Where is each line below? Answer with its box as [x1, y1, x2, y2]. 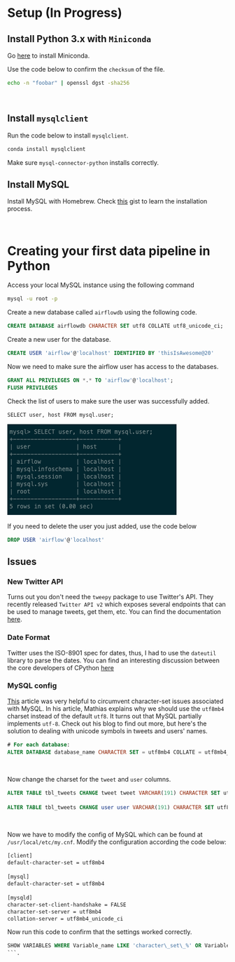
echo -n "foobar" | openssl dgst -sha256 [7, 79, 130, 86]
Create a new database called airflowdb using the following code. [7, 308, 197, 316]
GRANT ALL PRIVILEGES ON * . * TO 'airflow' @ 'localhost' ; [7, 377, 173, 384]
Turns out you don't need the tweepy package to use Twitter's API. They [7, 593, 214, 601]
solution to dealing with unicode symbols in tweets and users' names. [7, 726, 208, 735]
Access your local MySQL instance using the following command [7, 281, 194, 289]
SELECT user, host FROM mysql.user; [7, 411, 114, 418]
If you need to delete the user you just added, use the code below [7, 521, 197, 530]
